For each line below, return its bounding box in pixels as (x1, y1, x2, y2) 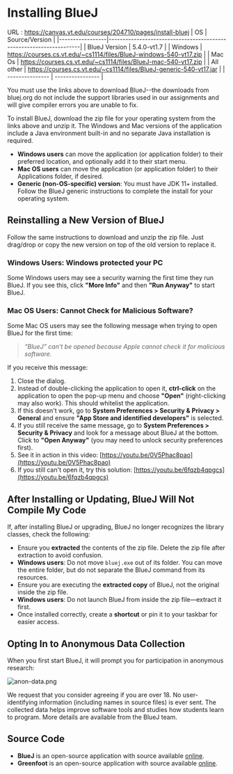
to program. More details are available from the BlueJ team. (7, 713, 177, 721)
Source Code (7, 733, 65, 745)
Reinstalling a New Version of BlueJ (7, 215, 165, 226)
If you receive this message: (7, 364, 88, 372)
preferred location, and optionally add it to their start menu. (17, 157, 188, 165)
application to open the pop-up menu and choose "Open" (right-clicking (17, 392, 226, 400)
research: (7, 663, 35, 672)
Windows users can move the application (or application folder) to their (17, 150, 224, 158)
